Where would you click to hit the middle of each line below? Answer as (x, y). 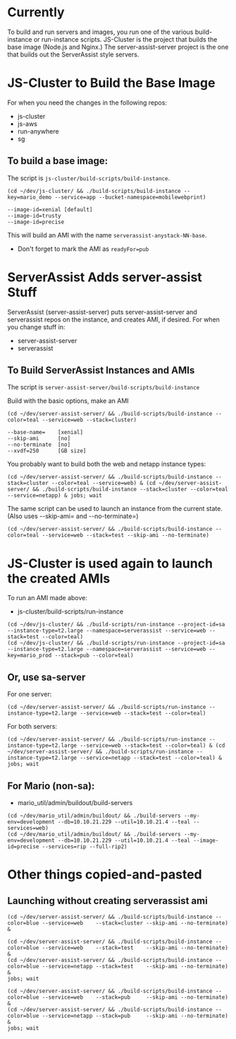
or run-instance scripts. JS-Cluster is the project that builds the (125, 39)
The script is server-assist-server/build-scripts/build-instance (104, 387)
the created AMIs (59, 579)
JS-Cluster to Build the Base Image (111, 83)
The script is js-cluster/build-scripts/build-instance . (89, 178)
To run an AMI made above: (48, 598)
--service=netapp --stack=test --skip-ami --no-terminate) (135, 966)
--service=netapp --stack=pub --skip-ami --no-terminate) (135, 1016)
